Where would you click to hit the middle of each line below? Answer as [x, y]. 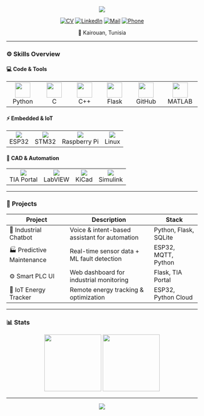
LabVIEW [56, 179]
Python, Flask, [174, 230]
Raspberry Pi [80, 142]
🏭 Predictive [28, 250]
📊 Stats [18, 322]
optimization [87, 297]
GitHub [146, 101]
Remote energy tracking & [107, 289]
